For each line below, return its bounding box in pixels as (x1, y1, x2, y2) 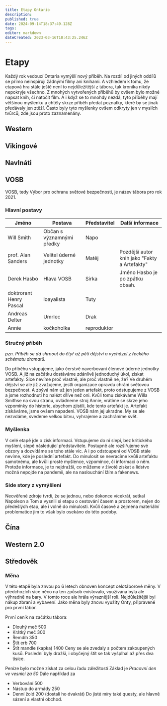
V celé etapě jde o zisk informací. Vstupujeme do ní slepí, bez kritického (5, 437, 153, 443)
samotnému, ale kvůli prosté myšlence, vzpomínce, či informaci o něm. (5, 459, 151, 465)
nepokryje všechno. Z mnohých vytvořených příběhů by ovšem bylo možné (5, 89, 160, 95)
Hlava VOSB (43, 275, 72, 282)
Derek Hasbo (7, 275, 38, 282)
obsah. (119, 281, 136, 288)
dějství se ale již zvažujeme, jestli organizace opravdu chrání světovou (5, 382, 149, 388)
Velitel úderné (43, 251, 76, 258)
